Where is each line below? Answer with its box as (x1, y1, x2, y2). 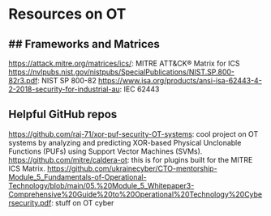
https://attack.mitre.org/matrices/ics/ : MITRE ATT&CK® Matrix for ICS (8, 58, 241, 68)
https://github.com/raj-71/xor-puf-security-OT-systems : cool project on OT (8, 129, 259, 138)
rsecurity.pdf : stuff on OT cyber (8, 197, 114, 207)
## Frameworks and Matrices (8, 37, 161, 51)
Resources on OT (8, 5, 127, 23)
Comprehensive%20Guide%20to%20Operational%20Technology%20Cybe (8, 189, 263, 199)
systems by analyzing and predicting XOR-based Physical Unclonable (8, 138, 242, 147)
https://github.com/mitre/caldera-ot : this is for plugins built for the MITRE (8, 155, 253, 164)
